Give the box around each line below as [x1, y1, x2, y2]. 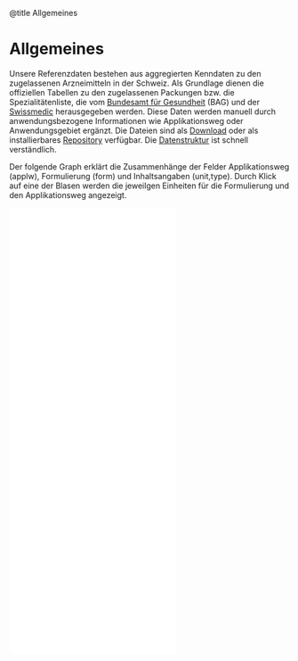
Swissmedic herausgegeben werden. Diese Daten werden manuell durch [9, 106, 276, 117]
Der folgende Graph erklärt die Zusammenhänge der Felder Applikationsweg [9, 161, 290, 172]
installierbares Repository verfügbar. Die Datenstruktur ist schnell [9, 134, 249, 145]
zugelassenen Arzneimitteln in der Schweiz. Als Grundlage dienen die [9, 78, 264, 88]
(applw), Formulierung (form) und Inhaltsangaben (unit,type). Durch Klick [9, 170, 278, 181]
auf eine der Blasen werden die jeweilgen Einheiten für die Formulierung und [9, 180, 290, 191]
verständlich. [9, 144, 57, 154]
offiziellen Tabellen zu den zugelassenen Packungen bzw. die [9, 87, 235, 97]
